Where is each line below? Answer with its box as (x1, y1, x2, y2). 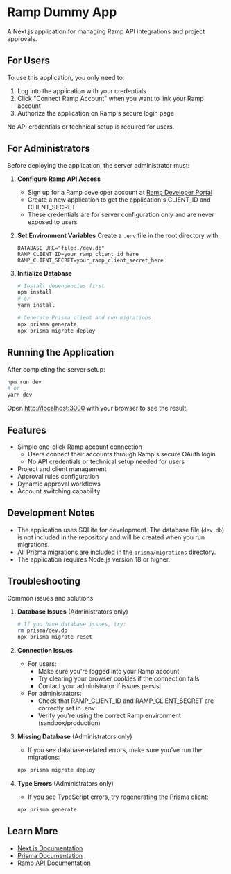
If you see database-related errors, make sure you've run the (27, 746, 203, 754)
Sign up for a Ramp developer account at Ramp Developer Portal (27, 188, 213, 196)
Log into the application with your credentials (17, 86, 147, 95)
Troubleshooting (7, 575, 81, 587)
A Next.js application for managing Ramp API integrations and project (7, 27, 205, 35)
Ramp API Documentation (17, 859, 92, 867)
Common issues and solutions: (7, 594, 95, 602)
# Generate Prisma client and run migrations (17, 315, 151, 321)
